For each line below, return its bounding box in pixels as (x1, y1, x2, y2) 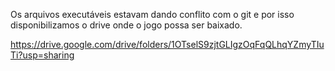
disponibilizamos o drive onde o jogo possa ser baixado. (10, 19, 243, 31)
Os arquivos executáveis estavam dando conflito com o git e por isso (10, 9, 295, 20)
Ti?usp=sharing (10, 49, 75, 61)
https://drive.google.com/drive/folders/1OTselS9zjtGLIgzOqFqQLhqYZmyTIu (10, 39, 325, 50)
